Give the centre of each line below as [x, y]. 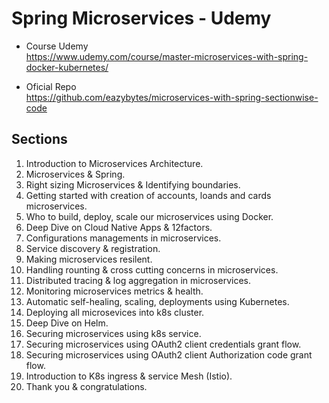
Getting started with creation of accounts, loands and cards [148, 195]
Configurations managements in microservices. [123, 238]
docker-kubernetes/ [67, 67]
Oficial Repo [51, 86]
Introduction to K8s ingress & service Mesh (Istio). [129, 376]
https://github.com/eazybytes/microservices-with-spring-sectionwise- [172, 97]
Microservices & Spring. [75, 174]
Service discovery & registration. [93, 248]
